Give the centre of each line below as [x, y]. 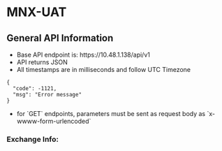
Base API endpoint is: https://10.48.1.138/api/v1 [83, 55]
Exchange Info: [32, 139]
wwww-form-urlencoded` [54, 121]
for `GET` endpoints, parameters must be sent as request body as [111, 114]
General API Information [60, 38]
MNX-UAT [37, 12]
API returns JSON [42, 62]
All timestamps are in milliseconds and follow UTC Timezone [104, 70]
